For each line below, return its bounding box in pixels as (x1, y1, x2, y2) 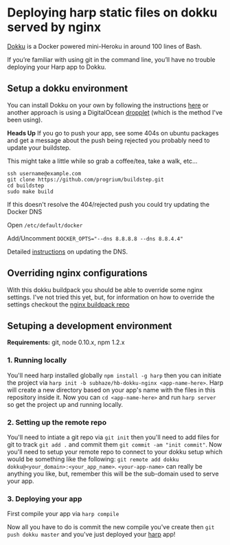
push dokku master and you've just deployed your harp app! (7, 531, 176, 539)
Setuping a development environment (7, 320, 172, 331)
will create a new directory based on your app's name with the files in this (7, 386, 216, 394)
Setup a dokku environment (7, 82, 128, 94)
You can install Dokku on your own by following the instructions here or (7, 101, 209, 109)
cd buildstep (7, 182, 45, 189)
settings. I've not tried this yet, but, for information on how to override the (7, 293, 215, 301)
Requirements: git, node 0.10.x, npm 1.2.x (7, 338, 125, 346)
